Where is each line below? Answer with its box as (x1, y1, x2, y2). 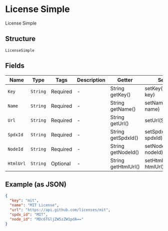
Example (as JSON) (5, 180, 66, 188)
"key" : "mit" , (9, 198, 39, 203)
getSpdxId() (110, 134, 138, 141)
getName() (110, 105, 136, 112)
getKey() (110, 91, 131, 98)
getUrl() (110, 120, 129, 127)
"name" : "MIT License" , (9, 203, 59, 208)
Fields (5, 62, 25, 70)
